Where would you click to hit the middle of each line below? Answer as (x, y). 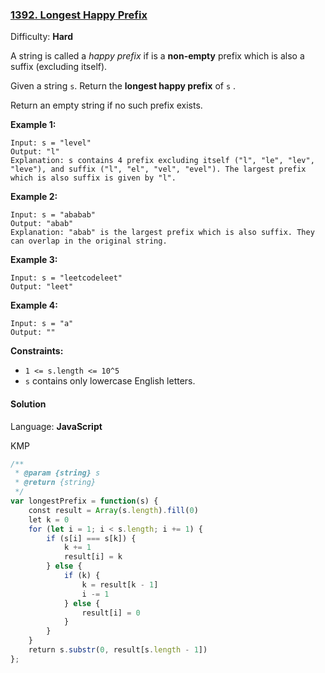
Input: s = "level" (51, 143)
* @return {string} (55, 483)
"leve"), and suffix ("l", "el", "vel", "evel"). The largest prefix (158, 169)
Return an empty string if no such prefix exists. (106, 105)
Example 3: (34, 260)
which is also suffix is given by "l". (93, 178)
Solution (28, 404)
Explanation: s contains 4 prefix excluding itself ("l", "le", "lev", (162, 161)
